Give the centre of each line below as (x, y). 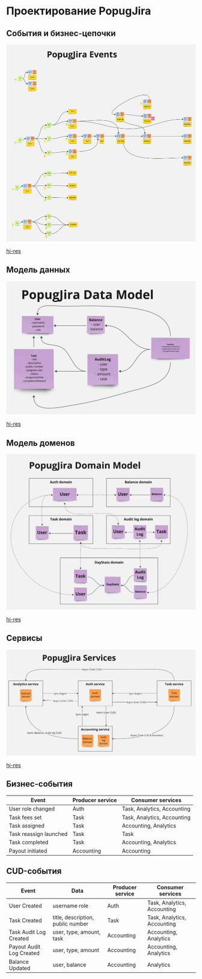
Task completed (29, 842)
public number (71, 924)
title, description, (73, 917)
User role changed (32, 809)
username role (71, 906)
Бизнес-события (40, 784)
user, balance (69, 965)
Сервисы (24, 638)
